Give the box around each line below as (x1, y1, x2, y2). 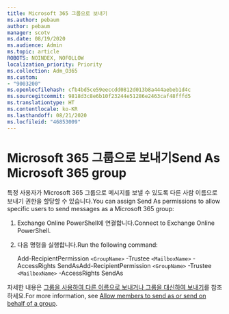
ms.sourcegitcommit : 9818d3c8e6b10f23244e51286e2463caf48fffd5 (7, 93, 191, 100)
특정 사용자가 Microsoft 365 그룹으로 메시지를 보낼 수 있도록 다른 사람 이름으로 (7, 189, 218, 197)
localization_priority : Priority (7, 61, 103, 68)
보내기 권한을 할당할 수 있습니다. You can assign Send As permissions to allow (7, 197, 221, 206)
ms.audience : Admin (7, 42, 63, 49)
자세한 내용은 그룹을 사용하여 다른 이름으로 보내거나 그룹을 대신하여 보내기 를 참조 (7, 283, 223, 291)
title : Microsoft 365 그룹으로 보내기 (7, 10, 108, 17)
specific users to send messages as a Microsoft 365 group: (7, 205, 174, 213)
